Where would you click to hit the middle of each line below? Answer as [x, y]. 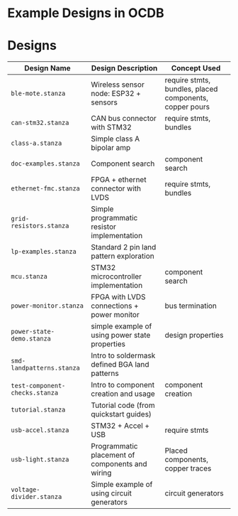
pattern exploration [123, 256]
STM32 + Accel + [120, 426]
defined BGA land [120, 365]
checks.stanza [35, 393]
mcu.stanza [29, 276]
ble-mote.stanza [38, 93]
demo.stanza [31, 339]
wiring [101, 473]
